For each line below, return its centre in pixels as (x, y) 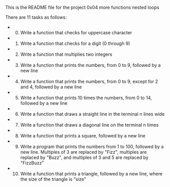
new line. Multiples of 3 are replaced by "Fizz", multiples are (83, 152)
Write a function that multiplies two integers (66, 54)
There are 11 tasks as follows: (36, 17)
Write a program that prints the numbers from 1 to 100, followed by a (92, 147)
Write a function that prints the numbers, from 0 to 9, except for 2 (89, 81)
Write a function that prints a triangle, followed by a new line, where (91, 174)
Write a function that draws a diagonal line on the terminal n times (90, 125)
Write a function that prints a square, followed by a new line (83, 136)
